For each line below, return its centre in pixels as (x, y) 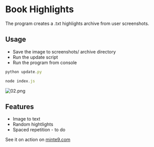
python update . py (24, 72)
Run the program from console (45, 63)
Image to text (26, 119)
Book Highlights (40, 9)
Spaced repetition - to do (39, 130)
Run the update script (35, 57)
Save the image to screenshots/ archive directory (64, 51)
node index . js (20, 81)
